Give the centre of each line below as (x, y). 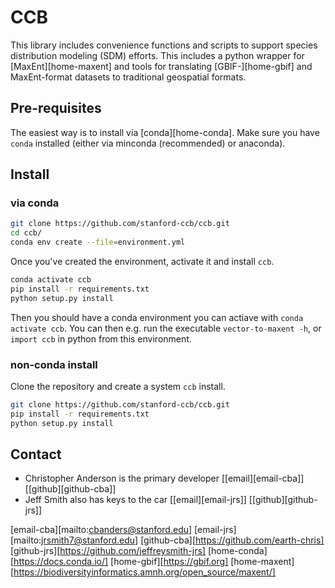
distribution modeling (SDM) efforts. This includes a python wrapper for (157, 55)
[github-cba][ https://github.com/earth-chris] (232, 540)
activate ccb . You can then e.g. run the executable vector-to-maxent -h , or (166, 328)
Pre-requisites (56, 108)
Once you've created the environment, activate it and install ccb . (142, 262)
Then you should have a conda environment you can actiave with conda (157, 317)
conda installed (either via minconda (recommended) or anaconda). (148, 143)
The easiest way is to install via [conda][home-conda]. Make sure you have (165, 132)
